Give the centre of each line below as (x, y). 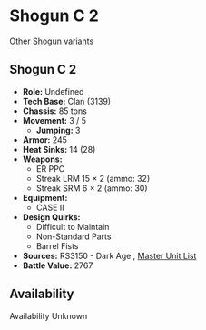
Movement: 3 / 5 (54, 120)
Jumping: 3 (58, 130)
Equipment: (45, 197)
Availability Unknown (49, 315)
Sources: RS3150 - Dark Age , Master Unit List (109, 255)
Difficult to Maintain (73, 226)
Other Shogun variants (52, 41)
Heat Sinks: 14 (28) (59, 149)
